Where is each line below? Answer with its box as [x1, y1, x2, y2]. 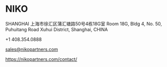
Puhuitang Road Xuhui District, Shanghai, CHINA [5, 26, 108, 32]
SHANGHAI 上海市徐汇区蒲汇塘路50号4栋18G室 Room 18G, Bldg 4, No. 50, [5, 20, 162, 27]
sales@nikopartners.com [5, 46, 58, 52]
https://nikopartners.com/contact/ [5, 56, 78, 62]
